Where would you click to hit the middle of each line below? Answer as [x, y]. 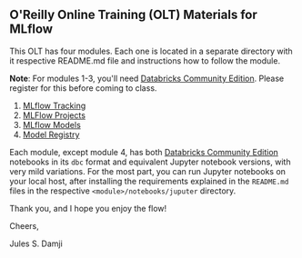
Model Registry [51, 134]
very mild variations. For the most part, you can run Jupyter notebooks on [148, 171]
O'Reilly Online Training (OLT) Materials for [133, 15]
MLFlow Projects [54, 115]
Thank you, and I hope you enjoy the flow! [88, 208]
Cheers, [24, 225]
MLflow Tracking [54, 105]
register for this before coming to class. [83, 88]
